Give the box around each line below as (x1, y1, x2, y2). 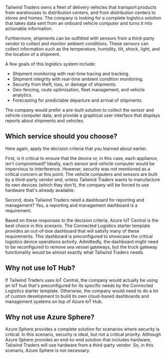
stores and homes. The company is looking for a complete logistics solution (5, 15, 161, 21)
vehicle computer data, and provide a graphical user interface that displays (5, 112, 160, 118)
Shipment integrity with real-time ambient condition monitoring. (12, 76, 144, 82)
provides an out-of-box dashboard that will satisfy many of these (5, 228, 139, 234)
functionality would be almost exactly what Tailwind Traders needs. (5, 249, 144, 255)
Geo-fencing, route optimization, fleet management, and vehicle (12, 87, 145, 92)
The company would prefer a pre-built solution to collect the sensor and (5, 107, 154, 113)
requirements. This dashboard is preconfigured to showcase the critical (5, 233, 153, 239)
